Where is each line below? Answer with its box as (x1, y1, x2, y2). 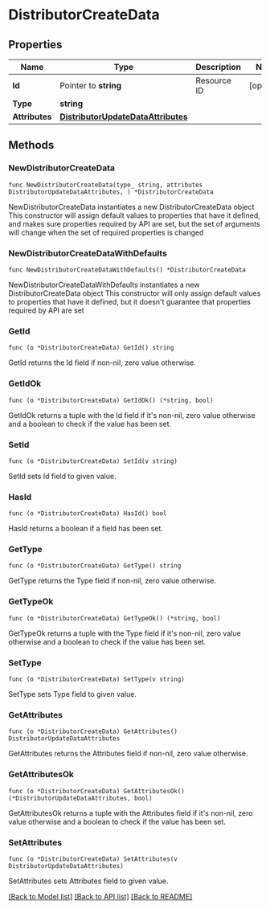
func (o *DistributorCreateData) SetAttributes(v (8, 854, 178, 863)
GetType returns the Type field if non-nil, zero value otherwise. (8, 576, 217, 586)
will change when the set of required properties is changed (8, 227, 204, 237)
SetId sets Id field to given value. (8, 471, 117, 481)
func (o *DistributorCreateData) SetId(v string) (8, 457, 178, 465)
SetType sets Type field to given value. (8, 690, 137, 699)
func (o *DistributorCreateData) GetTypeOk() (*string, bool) (8, 614, 221, 622)
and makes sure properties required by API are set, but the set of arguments (8, 219, 260, 228)
